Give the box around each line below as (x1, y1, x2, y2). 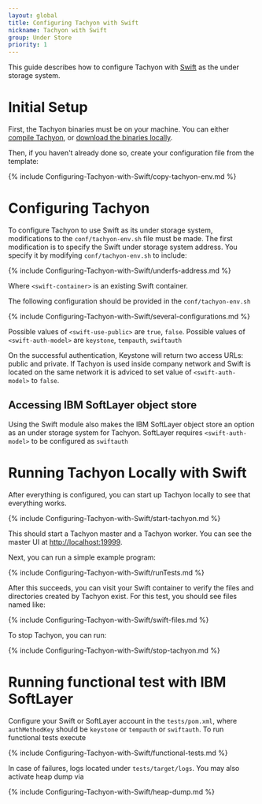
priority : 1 (8, 41, 47, 49)
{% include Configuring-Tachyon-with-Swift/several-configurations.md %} (8, 312, 250, 321)
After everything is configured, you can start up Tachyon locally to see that (8, 489, 251, 499)
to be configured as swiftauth (31, 436, 128, 445)
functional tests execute (8, 732, 87, 742)
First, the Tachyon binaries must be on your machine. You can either (8, 125, 230, 134)
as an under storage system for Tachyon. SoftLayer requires (8, 427, 203, 437)
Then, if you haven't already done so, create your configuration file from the (8, 148, 255, 158)
